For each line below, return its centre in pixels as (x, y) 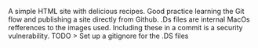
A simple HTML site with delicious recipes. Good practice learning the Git (126, 11)
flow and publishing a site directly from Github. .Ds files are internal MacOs (129, 19)
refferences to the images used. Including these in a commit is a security (125, 27)
